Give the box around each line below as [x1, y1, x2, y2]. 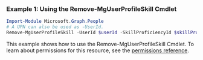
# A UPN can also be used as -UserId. [6, 24, 104, 30]
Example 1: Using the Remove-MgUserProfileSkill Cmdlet [6, 5, 177, 13]
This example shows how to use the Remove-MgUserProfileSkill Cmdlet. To [6, 40, 195, 47]
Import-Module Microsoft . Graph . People [6, 19, 104, 25]
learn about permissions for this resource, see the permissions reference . [6, 47, 189, 54]
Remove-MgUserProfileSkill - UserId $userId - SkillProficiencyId [6, 29, 172, 36]
